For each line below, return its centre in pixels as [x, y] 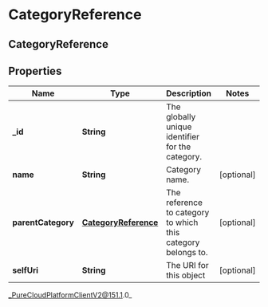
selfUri [25, 270]
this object [186, 275]
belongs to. [187, 253]
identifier [183, 137]
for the [179, 147]
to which [182, 222]
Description [189, 93]
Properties [35, 71]
